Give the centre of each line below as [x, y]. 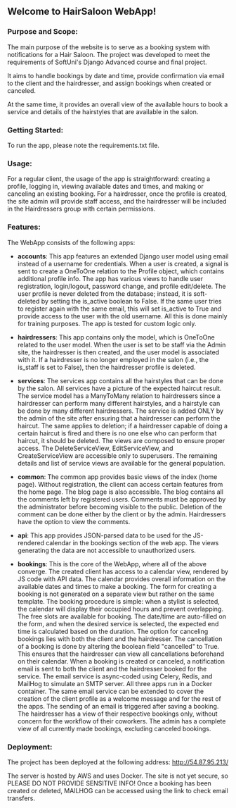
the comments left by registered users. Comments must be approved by [122, 499]
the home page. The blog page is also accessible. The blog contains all [120, 492]
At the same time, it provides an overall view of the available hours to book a [118, 104]
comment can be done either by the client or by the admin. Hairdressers [122, 514]
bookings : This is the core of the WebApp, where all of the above [112, 564]
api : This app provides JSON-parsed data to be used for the [104, 535]
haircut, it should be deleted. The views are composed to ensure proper [121, 440]
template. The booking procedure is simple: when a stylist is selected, [118, 601]
